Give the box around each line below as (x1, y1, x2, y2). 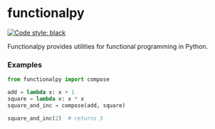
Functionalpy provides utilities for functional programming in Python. (7, 42, 209, 50)
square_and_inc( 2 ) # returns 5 (7, 115, 103, 122)
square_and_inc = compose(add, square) (7, 101, 126, 109)
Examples (7, 60, 43, 69)
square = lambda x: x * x (7, 95, 84, 102)
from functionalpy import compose (7, 76, 110, 83)
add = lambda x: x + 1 (7, 89, 75, 96)
